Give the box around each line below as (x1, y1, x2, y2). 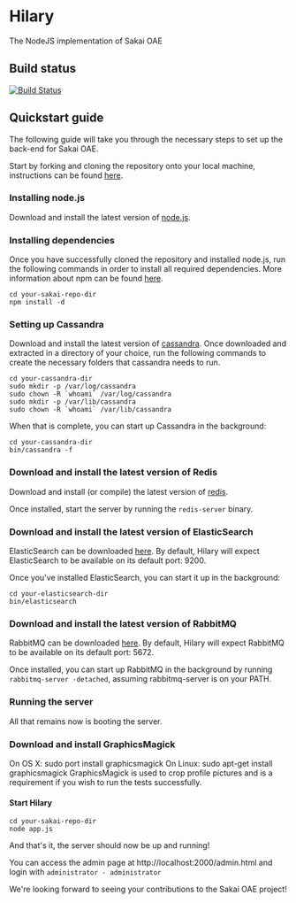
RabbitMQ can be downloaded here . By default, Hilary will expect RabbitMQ (9, 637, 285, 648)
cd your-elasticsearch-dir (9, 590, 109, 598)
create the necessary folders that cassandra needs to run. (9, 357, 221, 368)
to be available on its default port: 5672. (9, 647, 155, 658)
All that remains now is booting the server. (9, 715, 163, 727)
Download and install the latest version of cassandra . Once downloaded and (9, 338, 287, 349)
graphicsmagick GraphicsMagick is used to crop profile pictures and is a (9, 768, 273, 778)
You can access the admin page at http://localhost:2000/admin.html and (9, 857, 273, 868)
